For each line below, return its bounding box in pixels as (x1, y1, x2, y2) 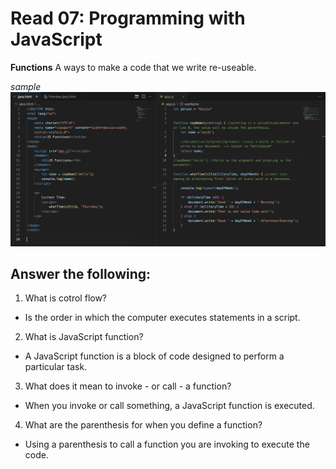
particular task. (24, 361, 88, 373)
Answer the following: (10, 265, 152, 282)
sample (10, 80, 42, 92)
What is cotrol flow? (24, 292, 108, 304)
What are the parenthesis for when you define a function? (24, 419, 263, 431)
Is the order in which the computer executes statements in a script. (24, 312, 301, 324)
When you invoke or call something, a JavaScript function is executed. (24, 400, 315, 412)
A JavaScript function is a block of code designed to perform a (24, 350, 285, 362)
